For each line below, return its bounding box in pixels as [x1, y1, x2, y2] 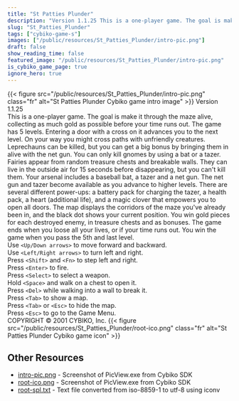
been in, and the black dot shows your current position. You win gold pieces [7, 210, 230, 219]
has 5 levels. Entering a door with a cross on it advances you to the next [7, 127, 218, 136]
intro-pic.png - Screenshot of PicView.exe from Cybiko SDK [17, 370, 193, 379]
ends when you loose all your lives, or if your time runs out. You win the [7, 225, 217, 234]
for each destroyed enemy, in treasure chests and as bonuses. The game [7, 218, 222, 226]
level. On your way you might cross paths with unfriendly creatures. [7, 134, 206, 143]
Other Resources [7, 351, 84, 363]
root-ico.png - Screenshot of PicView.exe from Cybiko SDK [17, 378, 191, 387]
